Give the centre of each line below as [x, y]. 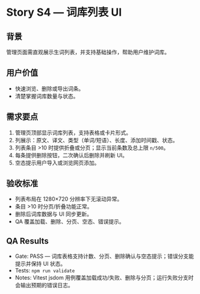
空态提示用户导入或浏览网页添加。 [57, 163]
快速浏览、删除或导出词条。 [49, 89]
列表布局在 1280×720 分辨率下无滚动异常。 [68, 199]
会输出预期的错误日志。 [44, 285]
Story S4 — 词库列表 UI [64, 12]
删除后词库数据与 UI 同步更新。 [53, 214]
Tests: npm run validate [45, 271]
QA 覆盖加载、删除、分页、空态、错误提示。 [70, 222]
